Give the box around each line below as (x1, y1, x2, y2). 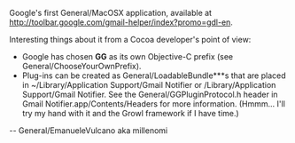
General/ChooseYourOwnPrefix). (21, 61, 142, 71)
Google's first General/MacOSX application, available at (9, 8, 213, 18)
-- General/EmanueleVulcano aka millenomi (9, 125, 168, 136)
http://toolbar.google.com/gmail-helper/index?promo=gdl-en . (9, 17, 233, 28)
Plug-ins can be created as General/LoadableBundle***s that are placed (21, 70, 286, 81)
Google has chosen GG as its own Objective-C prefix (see (21, 52, 234, 61)
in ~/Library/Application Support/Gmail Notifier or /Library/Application (21, 80, 276, 90)
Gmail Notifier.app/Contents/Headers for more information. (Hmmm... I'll (21, 99, 286, 109)
